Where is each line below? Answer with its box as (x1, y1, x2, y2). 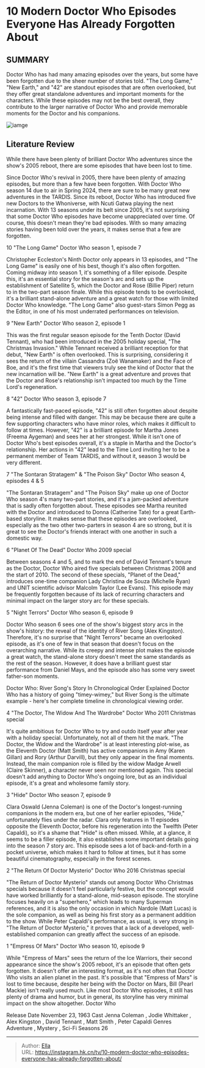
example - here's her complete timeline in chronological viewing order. (6, 697, 184, 705)
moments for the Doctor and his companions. (6, 110, 120, 117)
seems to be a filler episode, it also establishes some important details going (6, 835, 199, 843)
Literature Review (6, 139, 75, 150)
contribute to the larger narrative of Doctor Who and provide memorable (6, 103, 188, 111)
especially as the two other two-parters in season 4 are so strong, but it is (6, 521, 192, 529)
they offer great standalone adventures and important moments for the (6, 90, 184, 97)
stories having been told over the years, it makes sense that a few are (6, 225, 181, 233)
